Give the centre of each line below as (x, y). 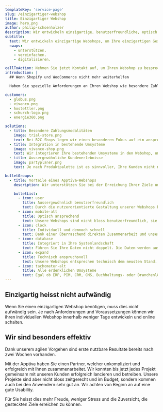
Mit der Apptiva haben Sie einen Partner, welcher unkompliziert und (73, 364)
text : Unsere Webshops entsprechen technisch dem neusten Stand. (90, 262)
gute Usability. (19, 390)
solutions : (16, 126)
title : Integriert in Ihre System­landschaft (68, 243)
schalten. (14, 322)
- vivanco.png (24, 104)
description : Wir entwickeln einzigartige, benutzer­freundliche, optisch (81, 32)
